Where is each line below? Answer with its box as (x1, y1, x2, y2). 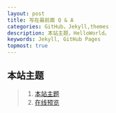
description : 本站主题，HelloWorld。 (7, 29, 110, 37)
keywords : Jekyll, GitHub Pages (7, 36, 101, 43)
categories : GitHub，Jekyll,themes (7, 23, 109, 30)
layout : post (7, 10, 45, 17)
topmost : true (7, 42, 49, 49)
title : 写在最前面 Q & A (7, 17, 74, 24)
